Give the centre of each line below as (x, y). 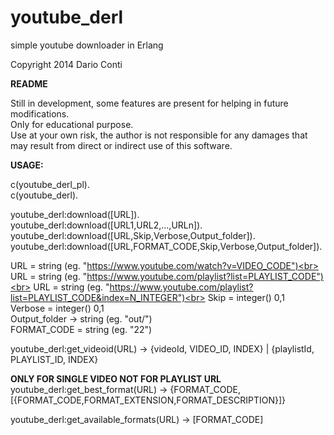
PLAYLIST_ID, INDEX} (54, 359)
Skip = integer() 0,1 (246, 297)
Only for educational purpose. (72, 124)
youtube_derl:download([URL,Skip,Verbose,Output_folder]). (133, 235)
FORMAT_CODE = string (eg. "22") (81, 329)
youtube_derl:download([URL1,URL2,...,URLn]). (106, 225)
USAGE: (27, 165)
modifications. (40, 113)
